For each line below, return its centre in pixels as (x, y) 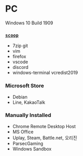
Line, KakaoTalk (29, 102)
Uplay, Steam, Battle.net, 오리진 (45, 138)
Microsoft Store (25, 86)
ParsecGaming (28, 143)
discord (20, 67)
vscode (20, 62)
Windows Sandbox (32, 149)
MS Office (23, 132)
